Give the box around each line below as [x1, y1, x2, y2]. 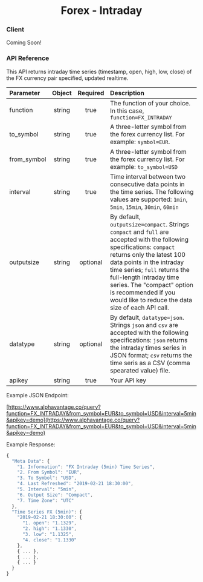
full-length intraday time [109, 273, 179, 282]
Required [77, 88, 105, 97]
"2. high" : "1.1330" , [22, 526, 77, 532]
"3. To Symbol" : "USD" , [17, 475, 77, 481]
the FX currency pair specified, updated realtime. [6, 74, 129, 82]
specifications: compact [109, 243, 175, 251]
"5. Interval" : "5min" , [17, 486, 77, 492]
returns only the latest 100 [109, 250, 186, 259]
